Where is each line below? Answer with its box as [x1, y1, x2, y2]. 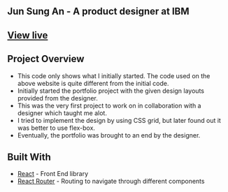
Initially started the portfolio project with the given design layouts [17, 87, 205, 95]
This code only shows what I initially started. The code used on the [17, 71, 211, 80]
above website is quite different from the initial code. [17, 79, 169, 87]
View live [7, 29, 48, 41]
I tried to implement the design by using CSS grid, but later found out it [17, 116, 222, 124]
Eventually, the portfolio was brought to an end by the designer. [17, 131, 201, 139]
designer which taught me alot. [17, 108, 107, 117]
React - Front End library [17, 170, 89, 178]
